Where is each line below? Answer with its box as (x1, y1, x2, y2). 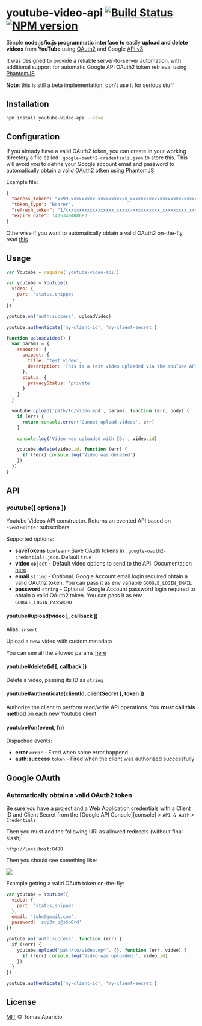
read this (6, 235, 28, 243)
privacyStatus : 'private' (28, 380, 93, 386)
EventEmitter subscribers (6, 524, 70, 531)
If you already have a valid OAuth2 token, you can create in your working (6, 148, 186, 155)
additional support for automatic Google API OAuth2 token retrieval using (6, 63, 187, 71)
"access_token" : (11, 196, 52, 202)
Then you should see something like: (6, 856, 97, 864)
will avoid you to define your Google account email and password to (6, 161, 174, 168)
